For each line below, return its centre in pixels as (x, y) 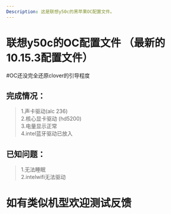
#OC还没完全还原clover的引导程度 (48, 75)
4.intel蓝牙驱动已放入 (47, 134)
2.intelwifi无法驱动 (43, 177)
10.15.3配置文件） (50, 58)
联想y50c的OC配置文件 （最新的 (86, 43)
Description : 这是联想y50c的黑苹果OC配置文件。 (60, 12)
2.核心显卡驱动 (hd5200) (51, 119)
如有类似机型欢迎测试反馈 (69, 203)
